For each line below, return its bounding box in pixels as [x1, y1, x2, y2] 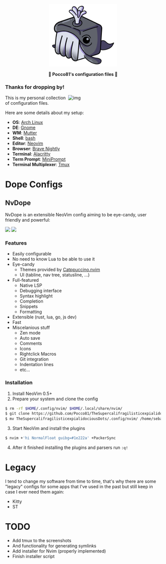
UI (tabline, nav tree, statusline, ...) [19, 272, 90, 278]
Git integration [19, 356, 49, 362]
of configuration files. [5, 100, 49, 106]
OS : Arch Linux [12, 119, 43, 125]
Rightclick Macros [19, 351, 57, 357]
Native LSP [19, 282, 42, 289]
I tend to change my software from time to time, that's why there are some [5, 478, 157, 484]
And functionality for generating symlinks [12, 543, 97, 549]
